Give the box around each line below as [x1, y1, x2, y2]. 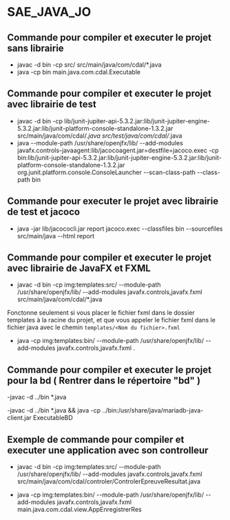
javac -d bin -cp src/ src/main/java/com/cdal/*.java [17, 61, 162, 69]
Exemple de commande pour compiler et [7, 433, 185, 445]
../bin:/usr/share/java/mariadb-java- [102, 406, 204, 415]
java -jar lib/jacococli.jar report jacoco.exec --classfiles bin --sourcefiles [17, 225, 223, 233]
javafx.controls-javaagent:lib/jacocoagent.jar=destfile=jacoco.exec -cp [17, 146, 219, 154]
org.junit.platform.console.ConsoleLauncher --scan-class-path [17, 168, 196, 176]
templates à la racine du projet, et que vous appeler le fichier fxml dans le [7, 316, 216, 324]
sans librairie [7, 42, 64, 54]
